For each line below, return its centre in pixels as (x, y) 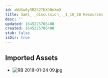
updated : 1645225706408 (30, 24)
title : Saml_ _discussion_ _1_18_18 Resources (54, 14)
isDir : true (17, 38)
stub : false (17, 33)
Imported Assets (32, 58)
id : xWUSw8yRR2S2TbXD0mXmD (33, 10)
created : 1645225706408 (30, 28)
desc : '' (14, 19)
